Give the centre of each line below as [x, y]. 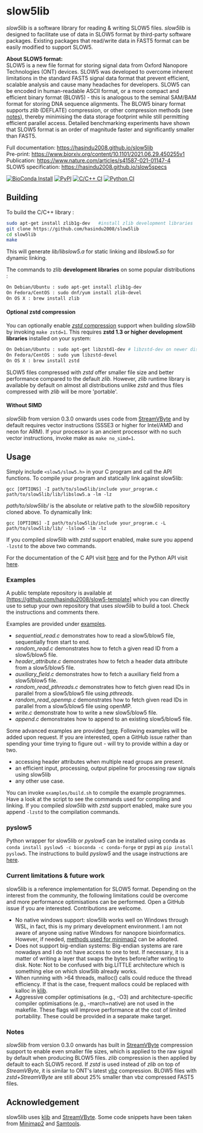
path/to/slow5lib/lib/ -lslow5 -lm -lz [56, 528]
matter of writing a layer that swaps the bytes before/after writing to [99, 958]
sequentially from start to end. [53, 642]
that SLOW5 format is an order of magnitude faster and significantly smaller [100, 129]
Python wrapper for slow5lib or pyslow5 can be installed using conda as [96, 841]
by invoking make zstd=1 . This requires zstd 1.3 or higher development [95, 332]
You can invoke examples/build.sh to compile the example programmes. [96, 793]
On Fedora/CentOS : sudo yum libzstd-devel [62, 355]
